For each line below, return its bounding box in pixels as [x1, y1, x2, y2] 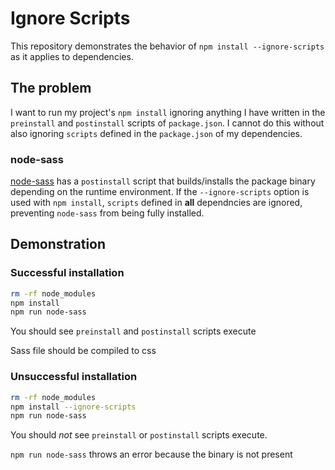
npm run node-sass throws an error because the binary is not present [10, 448, 293, 461]
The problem [10, 80, 92, 97]
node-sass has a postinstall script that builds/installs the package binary [10, 175, 316, 187]
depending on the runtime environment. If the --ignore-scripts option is [10, 186, 310, 198]
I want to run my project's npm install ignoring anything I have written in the [10, 106, 326, 118]
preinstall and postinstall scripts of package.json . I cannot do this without [10, 117, 325, 129]
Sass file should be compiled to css [10, 345, 157, 357]
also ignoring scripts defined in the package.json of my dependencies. [10, 127, 303, 139]
